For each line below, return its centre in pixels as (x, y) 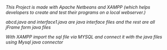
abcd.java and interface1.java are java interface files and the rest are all (80, 22)
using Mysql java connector (34, 42)
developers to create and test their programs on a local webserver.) (76, 12)
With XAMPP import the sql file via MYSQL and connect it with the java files (84, 37)
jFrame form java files (28, 27)
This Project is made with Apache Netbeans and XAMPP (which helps (78, 7)
